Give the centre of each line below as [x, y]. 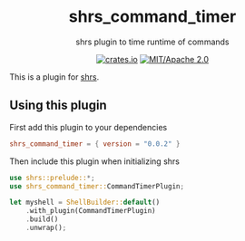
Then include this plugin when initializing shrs [94, 161]
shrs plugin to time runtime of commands [152, 42]
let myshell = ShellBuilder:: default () [85, 202]
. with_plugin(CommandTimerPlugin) [91, 211]
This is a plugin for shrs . [54, 77]
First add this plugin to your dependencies [88, 127]
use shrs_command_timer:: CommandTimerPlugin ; [97, 186]
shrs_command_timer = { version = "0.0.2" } [95, 144]
